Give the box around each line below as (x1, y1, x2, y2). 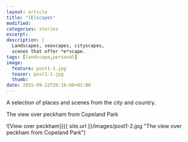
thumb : (12, 76, 29, 83)
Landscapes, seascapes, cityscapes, (12, 43, 105, 49)
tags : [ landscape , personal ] (6, 54, 78, 60)
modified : (6, 20, 32, 26)
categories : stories (6, 25, 59, 32)
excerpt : (6, 32, 29, 38)
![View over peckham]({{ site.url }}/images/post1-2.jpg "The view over (6, 123, 182, 129)
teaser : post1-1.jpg (12, 71, 64, 77)
